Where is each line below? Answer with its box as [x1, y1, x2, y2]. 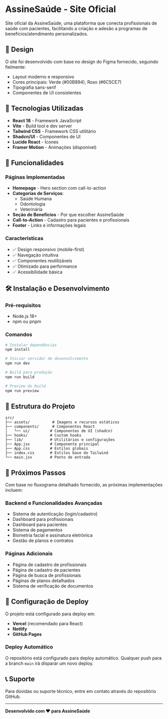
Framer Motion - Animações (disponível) [12, 144, 97, 150]
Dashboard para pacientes [12, 521, 67, 527]
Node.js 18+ [12, 313, 37, 319]
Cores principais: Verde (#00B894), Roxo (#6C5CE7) [12, 79, 121, 85]
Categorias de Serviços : [12, 191, 64, 197]
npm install [5, 347, 30, 352]
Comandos [5, 331, 32, 338]
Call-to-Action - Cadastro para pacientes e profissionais [12, 217, 129, 223]
